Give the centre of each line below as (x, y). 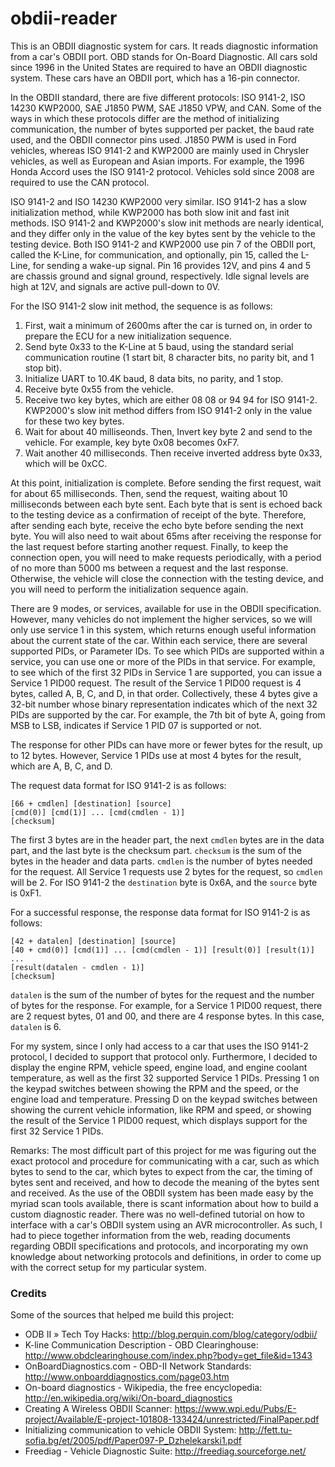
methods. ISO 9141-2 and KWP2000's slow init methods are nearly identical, (167, 223)
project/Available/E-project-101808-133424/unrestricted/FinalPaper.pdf (172, 1419)
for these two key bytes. (74, 421)
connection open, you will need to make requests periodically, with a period (166, 557)
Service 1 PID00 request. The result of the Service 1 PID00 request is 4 (156, 683)
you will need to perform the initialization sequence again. (129, 589)
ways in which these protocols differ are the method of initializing (145, 118)
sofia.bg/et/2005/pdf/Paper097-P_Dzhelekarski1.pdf (133, 1441)
